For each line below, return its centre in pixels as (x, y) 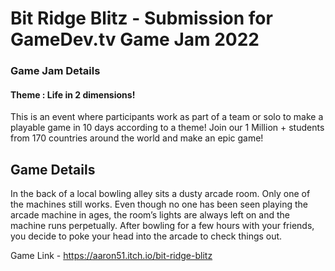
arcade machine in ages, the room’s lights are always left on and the (150, 215)
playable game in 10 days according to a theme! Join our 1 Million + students (167, 128)
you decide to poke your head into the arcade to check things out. (146, 236)
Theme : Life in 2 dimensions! (73, 94)
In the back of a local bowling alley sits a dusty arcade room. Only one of (160, 194)
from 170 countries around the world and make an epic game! (137, 138)
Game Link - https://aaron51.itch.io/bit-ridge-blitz (111, 256)
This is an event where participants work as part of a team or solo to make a (167, 117)
